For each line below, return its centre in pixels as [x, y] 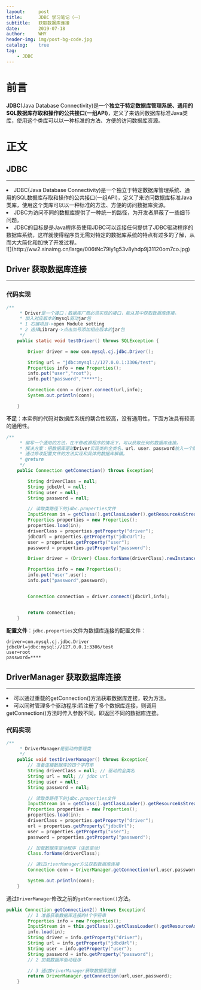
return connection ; [52, 613]
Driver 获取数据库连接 [46, 269]
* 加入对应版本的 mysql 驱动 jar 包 [55, 319]
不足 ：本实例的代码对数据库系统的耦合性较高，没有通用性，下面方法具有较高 [100, 418]
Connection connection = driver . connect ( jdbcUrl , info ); [99, 596]
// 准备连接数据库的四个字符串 [61, 765]
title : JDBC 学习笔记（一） [45, 17]
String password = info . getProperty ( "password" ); [91, 954]
